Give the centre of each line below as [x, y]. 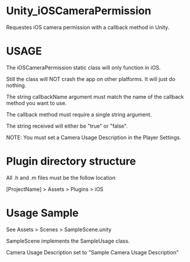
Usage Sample [42, 213]
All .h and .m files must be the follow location [61, 177]
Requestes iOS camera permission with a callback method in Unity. [88, 27]
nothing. [16, 85]
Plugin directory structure [71, 161]
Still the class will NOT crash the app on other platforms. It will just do [91, 79]
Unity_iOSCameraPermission [79, 11]
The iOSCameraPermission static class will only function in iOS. [83, 67]
